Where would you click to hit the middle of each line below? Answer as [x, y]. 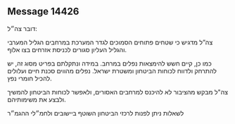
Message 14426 [43, 12]
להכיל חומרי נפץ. [30, 78]
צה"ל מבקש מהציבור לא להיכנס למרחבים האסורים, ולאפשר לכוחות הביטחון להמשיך [118, 92]
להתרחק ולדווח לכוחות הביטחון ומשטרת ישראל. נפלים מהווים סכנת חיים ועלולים [112, 70]
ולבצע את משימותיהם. [37, 99]
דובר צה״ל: [22, 28]
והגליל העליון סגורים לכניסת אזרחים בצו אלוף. [67, 49]
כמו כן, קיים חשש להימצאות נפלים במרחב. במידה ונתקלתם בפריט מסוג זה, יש [110, 63]
